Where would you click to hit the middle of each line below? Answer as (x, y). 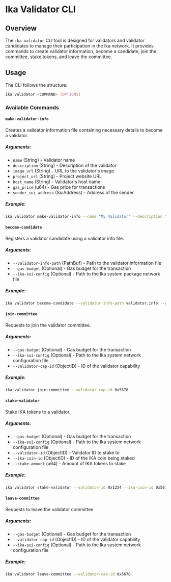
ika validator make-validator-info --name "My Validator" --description (84, 216)
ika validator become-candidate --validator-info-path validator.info (82, 303)
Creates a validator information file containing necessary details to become (84, 130)
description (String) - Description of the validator (65, 165)
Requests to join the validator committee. (48, 325)
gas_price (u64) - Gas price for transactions (59, 187)
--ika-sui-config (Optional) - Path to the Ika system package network (86, 273)
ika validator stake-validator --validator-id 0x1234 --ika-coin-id (79, 487)
